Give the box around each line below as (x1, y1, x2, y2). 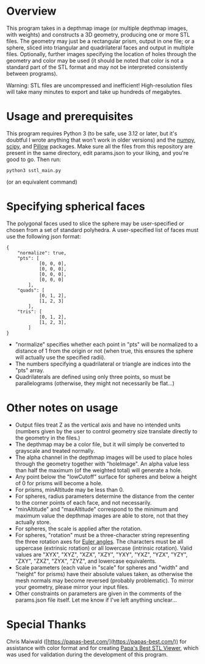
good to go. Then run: (6, 156, 62, 163)
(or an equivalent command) (6, 178, 77, 186)
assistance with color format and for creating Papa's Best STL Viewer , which (6, 644, 199, 651)
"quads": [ (17, 287, 45, 294)
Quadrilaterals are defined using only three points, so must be (15, 373, 171, 380)
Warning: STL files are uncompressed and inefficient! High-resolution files (6, 81, 193, 89)
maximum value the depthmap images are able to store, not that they (15, 511, 189, 519)
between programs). (6, 70, 58, 77)
